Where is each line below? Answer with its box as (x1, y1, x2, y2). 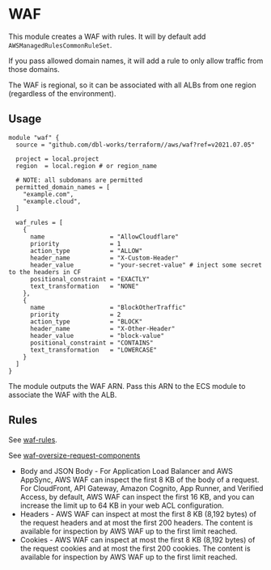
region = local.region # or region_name (15, 162, 158, 170)
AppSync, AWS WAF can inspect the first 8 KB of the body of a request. (19, 475, 260, 484)
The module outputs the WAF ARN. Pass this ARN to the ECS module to (8, 381, 246, 391)
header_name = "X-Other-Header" (29, 324, 176, 332)
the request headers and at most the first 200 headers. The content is (19, 517, 253, 527)
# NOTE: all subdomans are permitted (15, 175, 143, 184)
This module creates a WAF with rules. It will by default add (8, 32, 206, 41)
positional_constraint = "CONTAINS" (29, 339, 154, 347)
